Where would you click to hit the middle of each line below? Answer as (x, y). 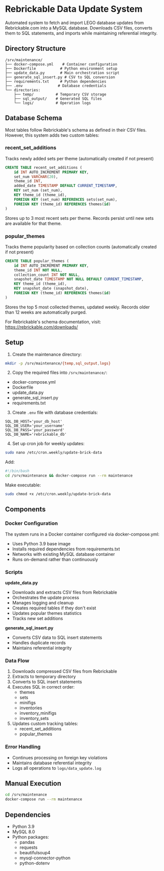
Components (25, 509)
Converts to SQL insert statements (47, 682)
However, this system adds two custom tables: (52, 135)
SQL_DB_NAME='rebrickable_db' (36, 435)
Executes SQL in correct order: (43, 687)
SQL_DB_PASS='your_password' (35, 430)
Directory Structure (36, 48)
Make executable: (23, 485)
